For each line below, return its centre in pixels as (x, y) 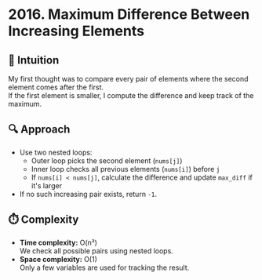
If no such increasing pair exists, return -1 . (88, 194)
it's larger (47, 185)
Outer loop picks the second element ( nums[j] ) (107, 160)
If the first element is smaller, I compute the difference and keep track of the (131, 95)
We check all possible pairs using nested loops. (96, 251)
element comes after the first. (56, 87)
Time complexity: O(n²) (58, 242)
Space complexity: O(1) (58, 259)
